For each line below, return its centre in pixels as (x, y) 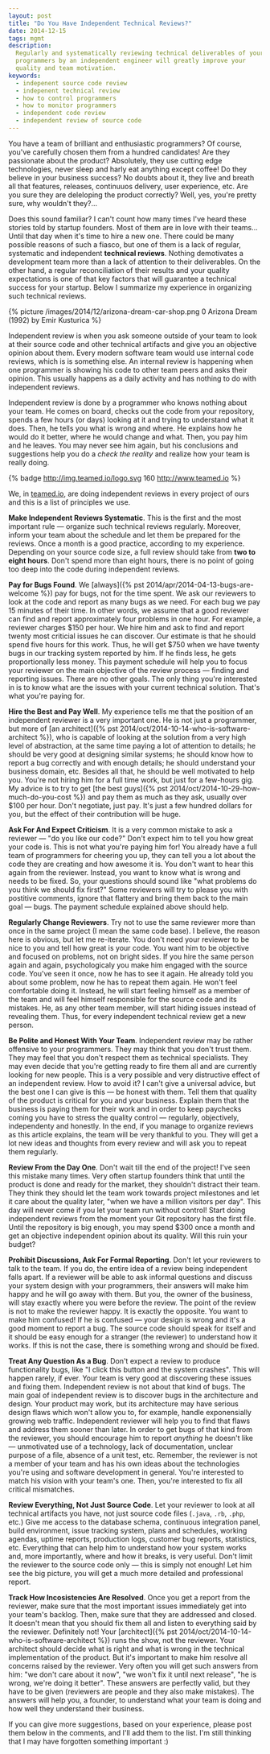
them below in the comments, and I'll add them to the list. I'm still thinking (130, 1732)
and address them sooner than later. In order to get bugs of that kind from (131, 1429)
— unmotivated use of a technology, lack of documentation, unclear (121, 1447)
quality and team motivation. (66, 68)
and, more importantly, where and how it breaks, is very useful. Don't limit (131, 1556)
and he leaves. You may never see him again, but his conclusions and (123, 445)
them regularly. (33, 1151)
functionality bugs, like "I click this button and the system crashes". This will (134, 1369)
